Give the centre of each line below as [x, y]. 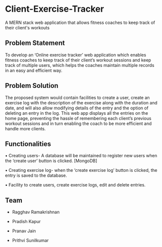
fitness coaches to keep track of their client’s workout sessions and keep [78, 60]
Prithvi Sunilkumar [30, 241]
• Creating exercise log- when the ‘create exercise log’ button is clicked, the [81, 170]
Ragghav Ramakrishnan [36, 212]
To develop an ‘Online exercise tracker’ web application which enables [76, 55]
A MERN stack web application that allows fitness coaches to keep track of [80, 22]
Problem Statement [35, 43]
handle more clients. [26, 128]
